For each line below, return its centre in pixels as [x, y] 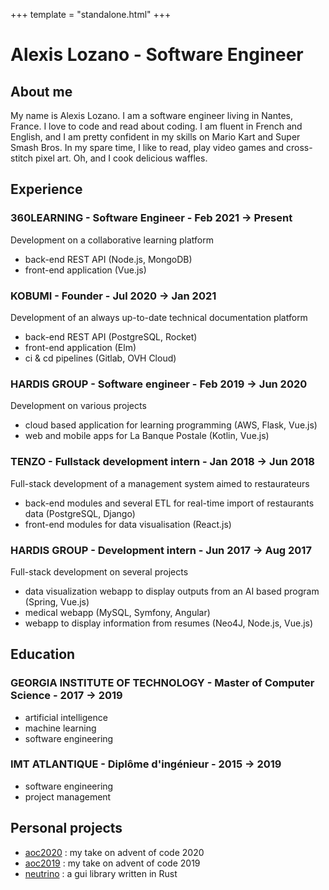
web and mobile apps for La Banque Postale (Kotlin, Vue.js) [147, 436]
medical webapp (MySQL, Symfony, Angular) [117, 612]
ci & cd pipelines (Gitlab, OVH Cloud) [100, 358]
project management [68, 796]
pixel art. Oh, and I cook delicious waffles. [121, 158]
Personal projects [66, 828]
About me [41, 91]
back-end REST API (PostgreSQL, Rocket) [111, 336]
